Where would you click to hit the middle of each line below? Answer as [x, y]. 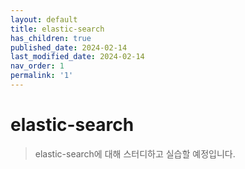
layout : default [44, 19]
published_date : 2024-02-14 [69, 47]
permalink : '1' [42, 76]
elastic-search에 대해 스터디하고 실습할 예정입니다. [135, 153]
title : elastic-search [57, 29]
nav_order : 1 [37, 66]
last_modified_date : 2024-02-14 [77, 57]
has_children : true [51, 38]
